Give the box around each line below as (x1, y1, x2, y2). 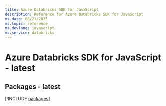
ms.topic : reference (5, 21, 48, 26)
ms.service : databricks (5, 30, 55, 35)
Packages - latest (5, 82, 61, 91)
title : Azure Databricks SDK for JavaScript (5, 7, 99, 12)
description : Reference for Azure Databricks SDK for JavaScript (5, 12, 143, 17)
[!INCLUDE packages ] (5, 96, 50, 101)
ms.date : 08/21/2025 (5, 16, 48, 21)
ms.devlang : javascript (5, 26, 55, 31)
